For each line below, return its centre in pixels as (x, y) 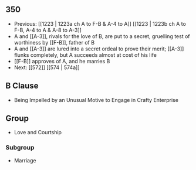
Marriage (25, 160)
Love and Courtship (38, 132)
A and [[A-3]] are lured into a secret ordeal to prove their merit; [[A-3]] (99, 49)
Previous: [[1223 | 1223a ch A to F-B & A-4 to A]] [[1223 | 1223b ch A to (100, 23)
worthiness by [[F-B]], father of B (54, 42)
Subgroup (20, 148)
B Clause (22, 86)
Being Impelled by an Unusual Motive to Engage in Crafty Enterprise (96, 100)
